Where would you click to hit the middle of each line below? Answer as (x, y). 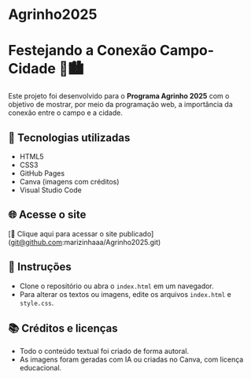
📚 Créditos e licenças (63, 328)
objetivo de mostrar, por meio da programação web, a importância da (121, 105)
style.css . (37, 303)
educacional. (41, 368)
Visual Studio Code (51, 190)
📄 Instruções (40, 267)
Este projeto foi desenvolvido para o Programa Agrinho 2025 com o (119, 96)
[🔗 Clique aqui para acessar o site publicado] (81, 233)
